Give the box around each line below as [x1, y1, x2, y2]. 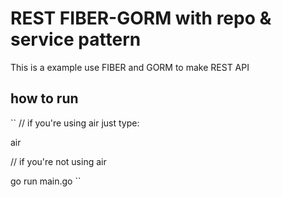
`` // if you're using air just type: [10, 117, 140, 129]
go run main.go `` [10, 175, 82, 187]
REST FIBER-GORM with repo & [10, 7, 272, 30]
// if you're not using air [10, 155, 107, 167]
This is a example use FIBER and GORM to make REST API [10, 61, 250, 73]
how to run [10, 90, 79, 107]
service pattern [10, 28, 142, 51]
